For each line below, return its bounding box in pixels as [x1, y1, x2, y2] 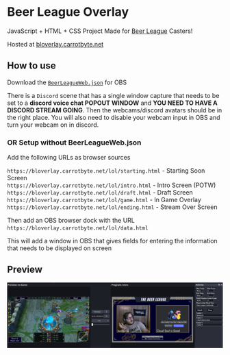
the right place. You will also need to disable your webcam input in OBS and [7, 113, 220, 121]
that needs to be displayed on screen [7, 244, 112, 252]
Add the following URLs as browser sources [7, 154, 131, 162]
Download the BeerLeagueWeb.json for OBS [7, 78, 127, 86]
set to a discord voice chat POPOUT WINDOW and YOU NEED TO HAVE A [7, 99, 218, 107]
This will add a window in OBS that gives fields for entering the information [7, 237, 218, 245]
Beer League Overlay [7, 4, 129, 20]
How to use [7, 60, 56, 72]
